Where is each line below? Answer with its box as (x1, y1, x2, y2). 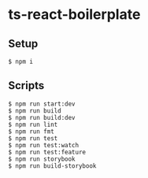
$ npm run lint (8, 121, 58, 128)
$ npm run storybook (8, 155, 76, 163)
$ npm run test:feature (8, 148, 87, 156)
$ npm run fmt (8, 128, 55, 135)
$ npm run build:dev (8, 113, 76, 121)
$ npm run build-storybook (8, 161, 97, 170)
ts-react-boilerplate (8, 6, 141, 24)
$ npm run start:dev (8, 100, 76, 108)
